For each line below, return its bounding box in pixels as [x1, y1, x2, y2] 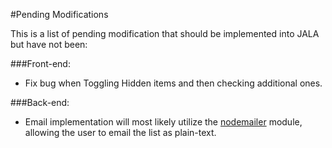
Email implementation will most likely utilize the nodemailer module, [24, 116, 303, 128]
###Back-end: [10, 97, 70, 108]
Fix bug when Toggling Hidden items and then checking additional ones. [24, 77, 323, 89]
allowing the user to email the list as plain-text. [24, 127, 217, 138]
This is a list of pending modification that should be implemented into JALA [10, 28, 320, 39]
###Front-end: [10, 58, 71, 69]
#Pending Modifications [10, 9, 109, 20]
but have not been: [10, 39, 88, 50]
